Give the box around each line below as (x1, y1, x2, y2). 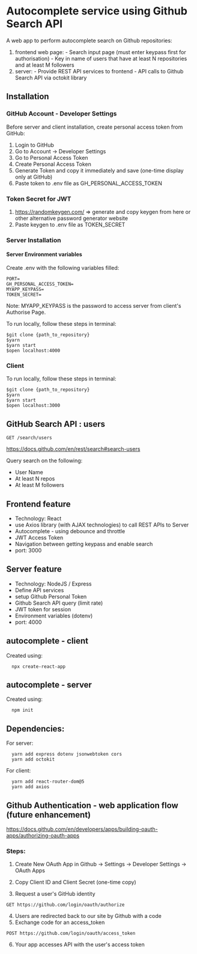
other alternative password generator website (14, 215, 128, 222)
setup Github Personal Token (14, 593, 87, 600)
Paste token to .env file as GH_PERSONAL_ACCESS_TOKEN (14, 179, 162, 187)
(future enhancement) (6, 810, 91, 820)
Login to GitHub (14, 141, 54, 148)
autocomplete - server (6, 679, 92, 690)
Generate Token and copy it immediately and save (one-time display (14, 167, 184, 174)
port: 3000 (14, 546, 42, 554)
